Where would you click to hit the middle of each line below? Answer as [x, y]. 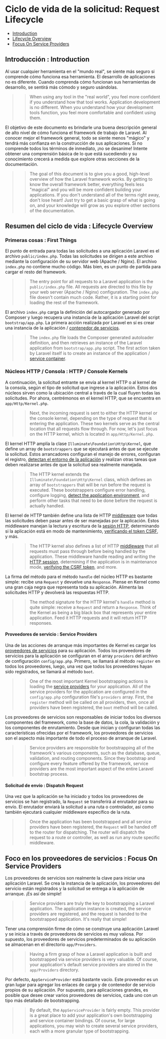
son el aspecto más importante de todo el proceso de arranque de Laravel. [81, 738]
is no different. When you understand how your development [91, 107]
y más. [12, 536]
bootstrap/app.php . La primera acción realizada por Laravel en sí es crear [80, 323]
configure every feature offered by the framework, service [89, 763]
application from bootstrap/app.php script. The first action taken [95, 348]
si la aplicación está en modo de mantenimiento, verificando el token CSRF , [82, 531]
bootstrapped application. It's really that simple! [78, 919]
